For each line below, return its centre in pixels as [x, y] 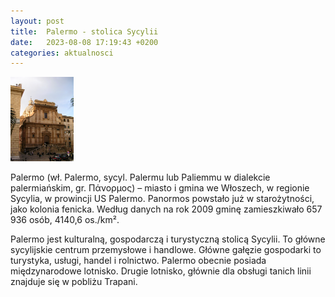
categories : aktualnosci [62, 53]
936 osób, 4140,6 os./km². [65, 219]
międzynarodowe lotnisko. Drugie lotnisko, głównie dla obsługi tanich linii [161, 271]
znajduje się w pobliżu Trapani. [74, 281]
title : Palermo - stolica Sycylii [84, 31]
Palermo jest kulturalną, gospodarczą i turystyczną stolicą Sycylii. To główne [168, 239]
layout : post [37, 21]
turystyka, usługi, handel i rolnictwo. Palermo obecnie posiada [138, 260]
